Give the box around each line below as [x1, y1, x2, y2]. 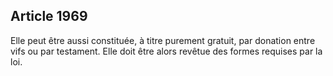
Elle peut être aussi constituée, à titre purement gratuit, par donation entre [10, 34, 316, 46]
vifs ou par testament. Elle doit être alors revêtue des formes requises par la [10, 45, 323, 57]
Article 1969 [10, 8, 88, 25]
